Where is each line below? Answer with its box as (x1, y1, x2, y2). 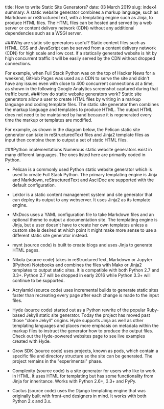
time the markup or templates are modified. (5, 117, 93, 123)
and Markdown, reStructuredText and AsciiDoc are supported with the (12, 177, 154, 183)
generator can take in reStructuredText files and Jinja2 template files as (5, 132, 149, 137)
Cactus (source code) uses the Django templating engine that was (12, 388, 146, 393)
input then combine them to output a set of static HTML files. (5, 137, 128, 143)
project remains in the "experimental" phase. (12, 358, 103, 364)
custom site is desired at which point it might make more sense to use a (12, 227, 157, 233)
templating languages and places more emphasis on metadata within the (12, 323, 159, 328)
